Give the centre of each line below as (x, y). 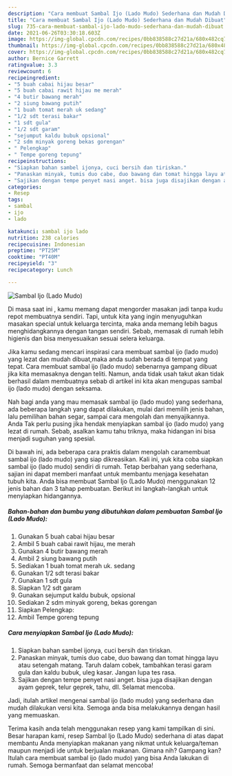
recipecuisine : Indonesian (46, 244)
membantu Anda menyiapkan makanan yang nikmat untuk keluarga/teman (113, 743)
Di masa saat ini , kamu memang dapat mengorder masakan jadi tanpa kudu (115, 309)
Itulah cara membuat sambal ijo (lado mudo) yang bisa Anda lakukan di (108, 757)
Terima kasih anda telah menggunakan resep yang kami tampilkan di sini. (112, 728)
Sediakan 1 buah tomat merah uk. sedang (76, 565)
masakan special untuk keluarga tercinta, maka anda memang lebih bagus (113, 323)
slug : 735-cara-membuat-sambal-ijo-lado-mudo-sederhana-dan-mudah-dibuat (116, 26)
